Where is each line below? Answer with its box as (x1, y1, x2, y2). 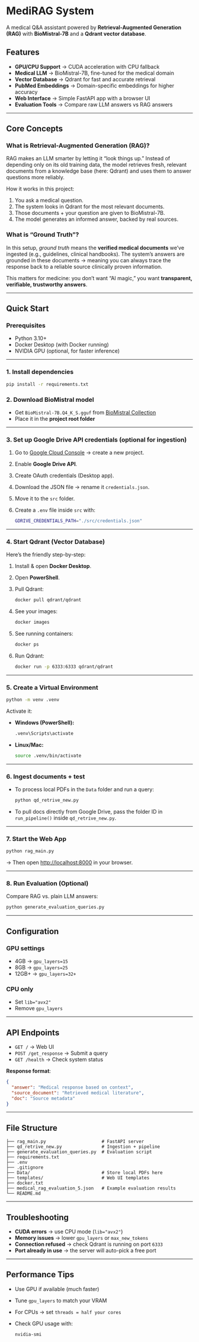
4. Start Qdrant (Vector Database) (6, 537, 105, 545)
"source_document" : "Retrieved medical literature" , (11, 1090, 145, 1096)
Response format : (6, 1067, 52, 1075)
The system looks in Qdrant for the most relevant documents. (14, 203, 165, 210)
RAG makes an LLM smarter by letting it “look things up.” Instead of (6, 155, 171, 162)
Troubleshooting (6, 1212, 69, 1222)
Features (6, 47, 40, 58)
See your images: (14, 608, 58, 615)
